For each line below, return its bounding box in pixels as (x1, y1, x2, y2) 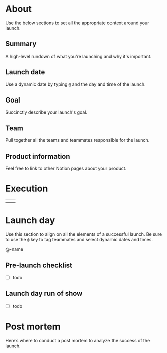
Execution (5, 183, 48, 194)
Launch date (5, 68, 45, 76)
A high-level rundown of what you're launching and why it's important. (5, 53, 152, 59)
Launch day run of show (5, 289, 83, 298)
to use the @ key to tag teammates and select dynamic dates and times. (5, 236, 153, 242)
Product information (5, 152, 70, 161)
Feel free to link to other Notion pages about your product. (5, 165, 127, 171)
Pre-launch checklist (5, 261, 72, 270)
